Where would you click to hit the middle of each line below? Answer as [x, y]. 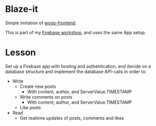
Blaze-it [22, 9]
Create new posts [38, 86]
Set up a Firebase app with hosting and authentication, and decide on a [78, 66]
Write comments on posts [46, 97]
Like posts [30, 107]
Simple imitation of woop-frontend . [41, 23]
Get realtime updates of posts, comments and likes [72, 118]
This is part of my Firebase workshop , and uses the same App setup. [76, 32]
